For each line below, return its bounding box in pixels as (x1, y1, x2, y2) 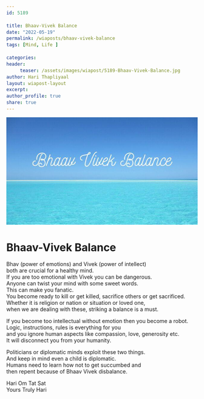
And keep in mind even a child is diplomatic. (6, 355, 117, 363)
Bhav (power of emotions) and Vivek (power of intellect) (6, 261, 147, 268)
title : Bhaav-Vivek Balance (6, 22, 78, 29)
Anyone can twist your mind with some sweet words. (6, 280, 138, 287)
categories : (6, 55, 36, 61)
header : (6, 61, 26, 67)
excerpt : (6, 87, 29, 93)
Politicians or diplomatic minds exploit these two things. (6, 349, 146, 356)
